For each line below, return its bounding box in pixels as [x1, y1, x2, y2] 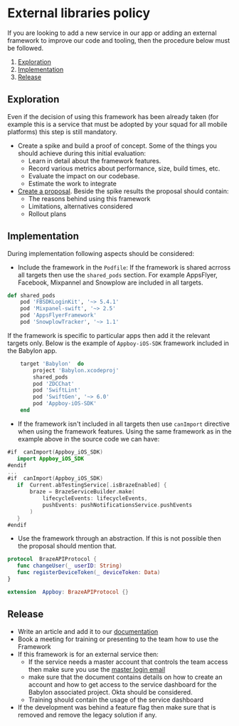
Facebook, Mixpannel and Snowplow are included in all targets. [17, 278, 203, 287]
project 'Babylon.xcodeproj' [33, 367, 119, 374]
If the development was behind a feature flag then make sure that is [17, 702, 216, 711]
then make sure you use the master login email [28, 665, 166, 673]
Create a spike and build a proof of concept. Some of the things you [17, 141, 217, 150]
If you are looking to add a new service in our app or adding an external [7, 29, 217, 37]
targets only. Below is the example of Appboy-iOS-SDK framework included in [7, 339, 230, 347]
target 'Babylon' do [20, 360, 84, 367]
